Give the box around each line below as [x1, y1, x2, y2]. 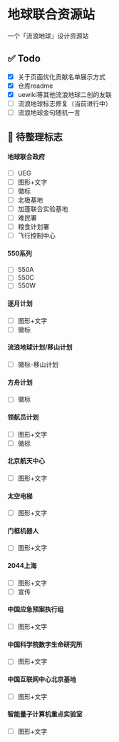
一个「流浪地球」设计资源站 [7, 31, 89, 40]
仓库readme [17, 81, 53, 90]
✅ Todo [7, 53, 41, 65]
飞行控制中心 [17, 231, 56, 240]
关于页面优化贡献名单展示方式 [17, 72, 105, 81]
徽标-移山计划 [17, 360, 59, 369]
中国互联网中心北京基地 [7, 675, 76, 683]
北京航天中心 [7, 457, 45, 465]
